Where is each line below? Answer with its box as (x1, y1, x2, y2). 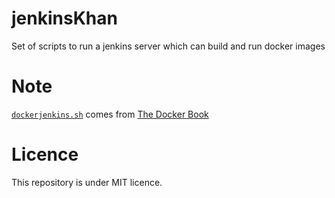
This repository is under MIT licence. (11, 176, 163, 188)
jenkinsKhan (11, 7, 118, 30)
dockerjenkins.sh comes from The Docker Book (11, 108, 209, 120)
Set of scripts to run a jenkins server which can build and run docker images (11, 40, 326, 52)
